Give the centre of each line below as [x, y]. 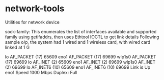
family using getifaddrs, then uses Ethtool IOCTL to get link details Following [82, 37]
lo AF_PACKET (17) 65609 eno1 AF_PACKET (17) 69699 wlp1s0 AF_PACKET [81, 56]
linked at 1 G [17, 47]
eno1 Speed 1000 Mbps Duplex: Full [41, 72]
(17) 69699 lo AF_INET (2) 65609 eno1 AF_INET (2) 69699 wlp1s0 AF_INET [80, 62]
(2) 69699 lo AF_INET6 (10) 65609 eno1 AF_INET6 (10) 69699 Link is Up [78, 67]
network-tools [35, 9]
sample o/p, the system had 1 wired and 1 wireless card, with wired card [78, 42]
